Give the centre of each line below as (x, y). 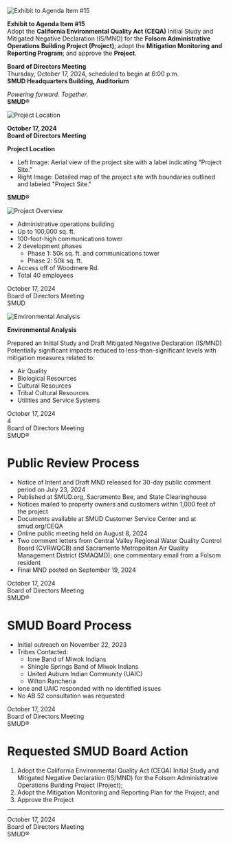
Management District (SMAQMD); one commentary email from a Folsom (119, 555)
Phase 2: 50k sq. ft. (55, 260)
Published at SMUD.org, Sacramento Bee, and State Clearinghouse (112, 497)
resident (29, 562)
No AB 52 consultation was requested (71, 696)
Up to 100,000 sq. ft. (46, 231)
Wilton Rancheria (52, 681)
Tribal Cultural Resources (53, 393)
